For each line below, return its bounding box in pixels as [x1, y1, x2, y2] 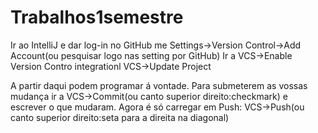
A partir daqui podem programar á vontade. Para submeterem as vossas [10, 79, 308, 91]
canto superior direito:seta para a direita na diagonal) [10, 111, 230, 123]
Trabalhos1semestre [10, 6, 184, 29]
